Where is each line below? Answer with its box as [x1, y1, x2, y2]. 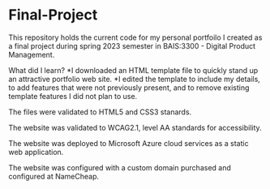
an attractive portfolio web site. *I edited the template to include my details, [8, 74, 261, 84]
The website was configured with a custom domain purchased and [8, 162, 231, 172]
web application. [8, 147, 64, 157]
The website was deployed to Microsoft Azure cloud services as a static [8, 138, 249, 148]
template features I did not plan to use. [8, 91, 138, 101]
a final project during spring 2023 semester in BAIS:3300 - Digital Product [8, 41, 256, 50]
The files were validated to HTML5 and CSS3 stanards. [8, 107, 192, 117]
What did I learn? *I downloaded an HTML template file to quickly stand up [8, 65, 259, 75]
